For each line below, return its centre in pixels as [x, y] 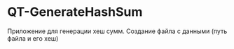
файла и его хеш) [33, 38]
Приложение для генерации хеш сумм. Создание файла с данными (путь [117, 31]
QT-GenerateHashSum [75, 12]
